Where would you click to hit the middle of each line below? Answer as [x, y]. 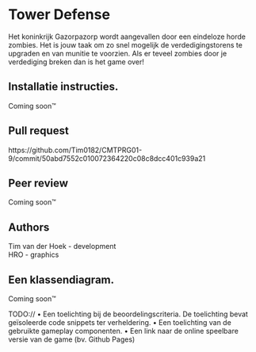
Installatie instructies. [63, 87]
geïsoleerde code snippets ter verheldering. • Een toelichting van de [120, 322]
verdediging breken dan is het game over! [76, 62]
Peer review [38, 183]
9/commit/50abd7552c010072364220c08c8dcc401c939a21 [107, 158]
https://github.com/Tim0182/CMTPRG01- [75, 150]
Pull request [38, 131]
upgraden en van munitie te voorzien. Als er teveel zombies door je [118, 53]
